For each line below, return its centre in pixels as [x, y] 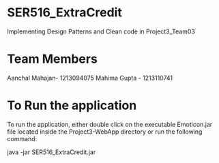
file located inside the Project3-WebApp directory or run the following [105, 132]
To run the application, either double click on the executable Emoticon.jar [110, 124]
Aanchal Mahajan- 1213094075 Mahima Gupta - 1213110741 [90, 78]
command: [22, 138]
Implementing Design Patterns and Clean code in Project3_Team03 [101, 31]
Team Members [52, 59]
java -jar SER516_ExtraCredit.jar [52, 152]
